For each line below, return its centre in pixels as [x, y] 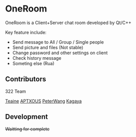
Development [27, 117]
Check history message [37, 58]
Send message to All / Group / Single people [58, 42]
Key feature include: [26, 32]
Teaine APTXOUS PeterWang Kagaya [43, 101]
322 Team [16, 91]
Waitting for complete [27, 129]
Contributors [26, 79]
